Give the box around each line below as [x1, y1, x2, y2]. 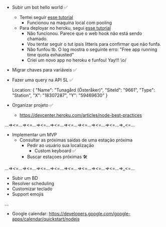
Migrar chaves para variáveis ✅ [12, 67, 77, 72]
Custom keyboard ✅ [34, 148, 76, 154]
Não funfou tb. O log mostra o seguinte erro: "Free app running [27, 46, 157, 52]
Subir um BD [12, 175, 38, 181]
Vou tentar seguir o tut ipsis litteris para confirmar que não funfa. [27, 41, 161, 47]
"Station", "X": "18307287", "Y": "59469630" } [12, 93, 108, 98]
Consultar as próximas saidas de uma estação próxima [19, 137, 133, 143]
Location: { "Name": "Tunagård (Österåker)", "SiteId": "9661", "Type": [12, 87, 155, 93]
